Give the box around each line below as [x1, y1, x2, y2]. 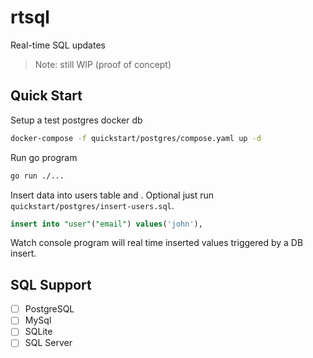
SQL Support [10, 276, 92, 293]
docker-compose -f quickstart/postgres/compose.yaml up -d [10, 133, 262, 143]
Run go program [10, 151, 78, 163]
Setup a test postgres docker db [10, 114, 143, 126]
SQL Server [24, 337, 73, 349]
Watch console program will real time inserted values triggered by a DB [10, 237, 304, 249]
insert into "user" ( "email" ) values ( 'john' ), [10, 219, 203, 229]
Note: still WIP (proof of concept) [34, 58, 172, 70]
